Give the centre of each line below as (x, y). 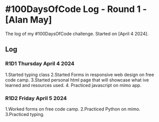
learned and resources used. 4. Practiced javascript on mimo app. (73, 85)
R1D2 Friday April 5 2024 (36, 98)
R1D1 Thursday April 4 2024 (40, 63)
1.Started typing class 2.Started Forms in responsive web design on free (80, 74)
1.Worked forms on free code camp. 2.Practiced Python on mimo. (73, 109)
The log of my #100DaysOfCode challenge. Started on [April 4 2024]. (77, 33)
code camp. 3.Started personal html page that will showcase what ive (77, 80)
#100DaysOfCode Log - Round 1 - (76, 9)
